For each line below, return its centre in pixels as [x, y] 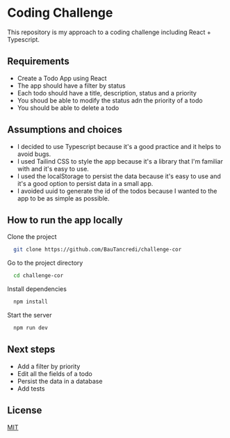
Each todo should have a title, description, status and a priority [107, 93]
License [25, 410]
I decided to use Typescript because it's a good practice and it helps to [119, 146]
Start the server [30, 315]
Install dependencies [37, 289]
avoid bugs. [34, 154]
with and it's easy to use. [53, 169]
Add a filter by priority [49, 366]
